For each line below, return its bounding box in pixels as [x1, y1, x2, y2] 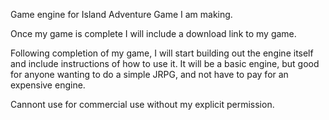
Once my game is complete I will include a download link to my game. [10, 28, 297, 39]
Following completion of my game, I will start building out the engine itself [10, 47, 314, 59]
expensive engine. [10, 79, 86, 91]
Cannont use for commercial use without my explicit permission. [10, 99, 275, 110]
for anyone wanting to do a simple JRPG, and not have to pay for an [10, 69, 289, 80]
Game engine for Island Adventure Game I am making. [10, 9, 233, 20]
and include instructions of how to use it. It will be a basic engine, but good [10, 58, 320, 69]
